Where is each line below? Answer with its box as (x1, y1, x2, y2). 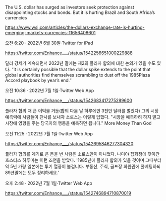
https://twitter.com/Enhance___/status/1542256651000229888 (5, 50, 133, 56)
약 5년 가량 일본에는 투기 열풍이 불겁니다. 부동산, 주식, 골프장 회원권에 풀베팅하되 (5, 164, 161, 169)
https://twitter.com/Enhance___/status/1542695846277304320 (5, 141, 134, 146)
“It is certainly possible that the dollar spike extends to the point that (11, 67, 151, 72)
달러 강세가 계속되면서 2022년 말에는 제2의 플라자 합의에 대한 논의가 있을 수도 (5, 60, 156, 66)
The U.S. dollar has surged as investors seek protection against (5, 4, 135, 10)
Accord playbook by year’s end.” (5, 77, 72, 83)
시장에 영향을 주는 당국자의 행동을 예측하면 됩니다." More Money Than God (5, 120, 152, 126)
